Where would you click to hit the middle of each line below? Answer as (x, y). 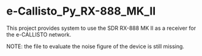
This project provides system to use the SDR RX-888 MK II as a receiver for (101, 28)
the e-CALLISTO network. (39, 34)
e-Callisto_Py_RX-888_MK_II (81, 11)
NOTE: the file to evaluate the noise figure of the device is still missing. (95, 46)
